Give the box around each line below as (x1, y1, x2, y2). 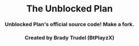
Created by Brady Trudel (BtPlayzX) (24, 34, 115, 41)
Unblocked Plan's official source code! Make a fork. (4, 21, 135, 28)
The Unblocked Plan (26, 3, 113, 14)
